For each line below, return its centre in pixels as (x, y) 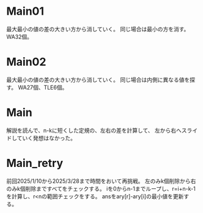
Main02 (26, 62)
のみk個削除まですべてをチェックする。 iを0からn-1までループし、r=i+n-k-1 (101, 188)
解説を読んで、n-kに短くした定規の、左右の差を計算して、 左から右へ (94, 130)
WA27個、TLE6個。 (43, 87)
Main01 (25, 11)
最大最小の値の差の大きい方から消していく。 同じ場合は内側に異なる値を (98, 79)
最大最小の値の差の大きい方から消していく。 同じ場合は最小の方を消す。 (98, 29)
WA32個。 (19, 37)
